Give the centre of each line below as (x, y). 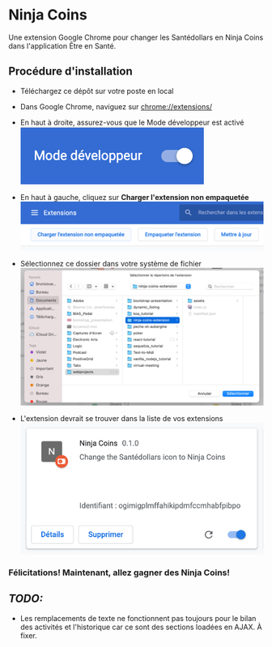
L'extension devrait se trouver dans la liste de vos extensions (121, 418)
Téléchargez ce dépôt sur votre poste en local (97, 91)
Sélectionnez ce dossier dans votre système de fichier (111, 263)
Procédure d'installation (70, 72)
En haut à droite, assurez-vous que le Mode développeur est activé (132, 122)
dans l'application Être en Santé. (62, 45)
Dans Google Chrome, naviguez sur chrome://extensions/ (116, 106)
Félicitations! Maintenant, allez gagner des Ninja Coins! (119, 573)
